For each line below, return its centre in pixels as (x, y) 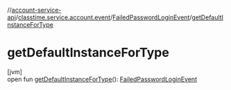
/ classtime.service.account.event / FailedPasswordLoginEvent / (104, 17)
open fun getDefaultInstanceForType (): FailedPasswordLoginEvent (102, 79)
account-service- (36, 10)
